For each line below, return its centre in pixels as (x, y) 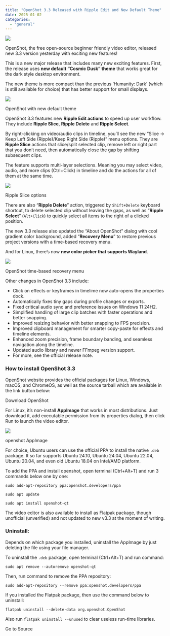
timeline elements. (32, 334)
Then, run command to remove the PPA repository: (58, 576)
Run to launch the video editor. (37, 421)
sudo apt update (22, 494)
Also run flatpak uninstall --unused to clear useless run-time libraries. (80, 619)
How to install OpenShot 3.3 (40, 369)
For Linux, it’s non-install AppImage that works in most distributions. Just (81, 410)
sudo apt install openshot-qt (37, 503)
